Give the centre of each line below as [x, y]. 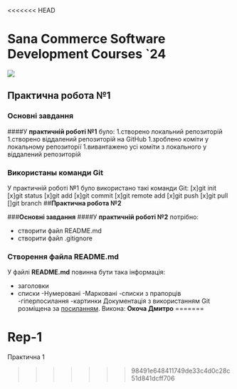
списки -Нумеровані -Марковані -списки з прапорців [99, 294]
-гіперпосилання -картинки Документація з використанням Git [114, 301]
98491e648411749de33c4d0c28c [181, 371]
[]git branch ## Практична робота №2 [65, 203]
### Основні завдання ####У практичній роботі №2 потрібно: [103, 217]
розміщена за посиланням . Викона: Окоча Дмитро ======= [111, 309]
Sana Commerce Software [86, 39]
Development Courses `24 [87, 54]
